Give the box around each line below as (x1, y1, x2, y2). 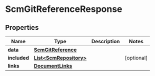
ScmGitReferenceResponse (5, 3, 122, 15)
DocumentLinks (33, 63, 72, 69)
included (7, 55, 29, 61)
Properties (5, 23, 39, 32)
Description (91, 38, 120, 45)
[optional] (124, 55, 148, 61)
